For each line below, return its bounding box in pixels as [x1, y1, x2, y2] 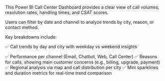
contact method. [5, 24, 39, 30]
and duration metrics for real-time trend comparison [5, 70, 112, 76]
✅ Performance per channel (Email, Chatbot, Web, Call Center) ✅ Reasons [5, 54, 158, 59]
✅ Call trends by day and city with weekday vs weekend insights [5, 44, 138, 49]
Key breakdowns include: [5, 34, 57, 40]
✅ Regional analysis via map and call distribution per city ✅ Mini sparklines [5, 65, 159, 70]
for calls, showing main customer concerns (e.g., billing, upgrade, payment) [5, 59, 161, 65]
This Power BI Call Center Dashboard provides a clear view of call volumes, [5, 4, 160, 10]
